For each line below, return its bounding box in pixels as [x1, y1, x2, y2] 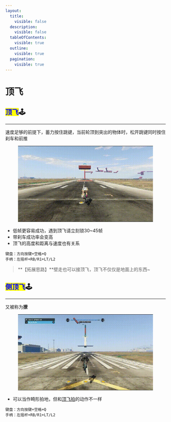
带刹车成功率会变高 [12, 234, 53, 240]
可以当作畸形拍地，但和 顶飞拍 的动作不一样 [12, 396, 102, 402]
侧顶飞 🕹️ [5, 282, 32, 291]
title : [10, 13, 24, 19]
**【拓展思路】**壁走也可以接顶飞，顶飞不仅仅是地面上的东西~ [17, 266, 151, 272]
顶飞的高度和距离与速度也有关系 [12, 240, 80, 246]
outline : [10, 46, 28, 51]
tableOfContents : [10, 35, 47, 40]
